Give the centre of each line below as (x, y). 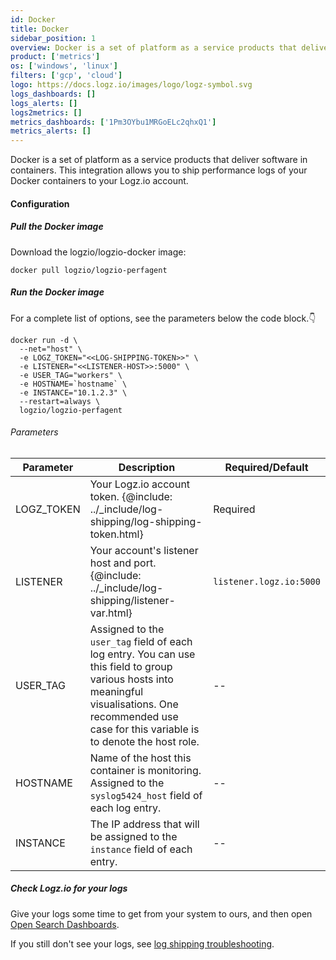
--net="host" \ (51, 349)
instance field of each (141, 849)
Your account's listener (144, 550)
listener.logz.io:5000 (267, 581)
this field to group (131, 666)
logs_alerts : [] (44, 103)
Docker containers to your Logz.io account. (99, 181)
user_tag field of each (141, 641)
